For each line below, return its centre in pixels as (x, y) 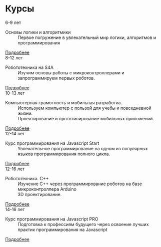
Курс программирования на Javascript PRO (52, 219)
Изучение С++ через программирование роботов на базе (80, 184)
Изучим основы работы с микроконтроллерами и (71, 72)
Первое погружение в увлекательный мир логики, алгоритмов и (87, 37)
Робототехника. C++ (27, 178)
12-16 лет (15, 169)
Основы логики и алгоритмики (38, 32)
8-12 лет (14, 57)
